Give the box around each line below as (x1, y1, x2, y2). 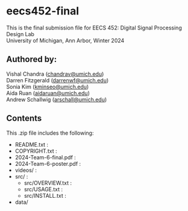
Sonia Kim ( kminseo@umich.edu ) (6, 83, 89, 90)
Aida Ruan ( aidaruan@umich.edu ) (6, 89, 90, 97)
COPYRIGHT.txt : (14, 147, 57, 154)
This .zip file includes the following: (6, 129, 94, 136)
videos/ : (14, 167, 37, 174)
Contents (6, 113, 42, 124)
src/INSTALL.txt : (23, 192, 66, 199)
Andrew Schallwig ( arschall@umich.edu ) (6, 96, 107, 103)
